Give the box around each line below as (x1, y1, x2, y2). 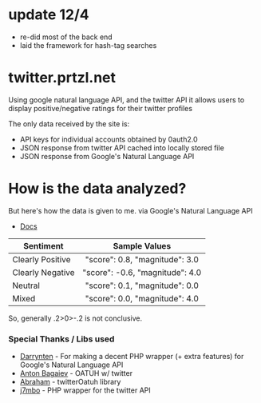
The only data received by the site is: (8, 118, 130, 129)
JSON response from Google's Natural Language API (19, 151, 195, 161)
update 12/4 (8, 6, 89, 24)
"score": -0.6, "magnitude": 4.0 (82, 266, 202, 277)
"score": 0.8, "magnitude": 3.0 (85, 253, 200, 265)
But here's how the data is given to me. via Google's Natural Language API (8, 205, 253, 215)
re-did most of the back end (19, 32, 113, 42)
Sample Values (113, 240, 172, 251)
